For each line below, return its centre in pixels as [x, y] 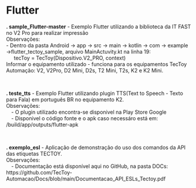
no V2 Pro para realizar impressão [47, 32]
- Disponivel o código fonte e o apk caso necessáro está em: [85, 118]
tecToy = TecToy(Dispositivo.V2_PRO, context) [70, 58]
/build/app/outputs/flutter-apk [42, 124]
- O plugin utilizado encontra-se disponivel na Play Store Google [89, 112]
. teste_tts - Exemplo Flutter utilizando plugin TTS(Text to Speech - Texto [95, 93]
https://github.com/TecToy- [39, 172]
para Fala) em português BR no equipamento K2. [65, 99]
